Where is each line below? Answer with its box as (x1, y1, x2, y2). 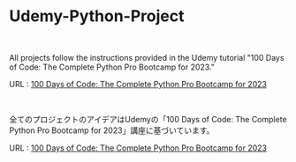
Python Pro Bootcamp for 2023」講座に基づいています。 (9, 125, 215, 136)
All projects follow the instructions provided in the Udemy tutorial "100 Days (9, 52, 285, 63)
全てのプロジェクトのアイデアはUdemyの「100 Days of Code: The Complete (9, 114, 287, 124)
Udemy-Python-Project (9, 6, 185, 26)
